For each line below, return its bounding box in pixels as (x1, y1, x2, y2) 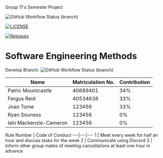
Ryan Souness (7, 111, 41, 118)
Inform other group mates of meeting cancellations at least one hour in (5, 143, 151, 149)
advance (5, 148, 23, 154)
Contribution (119, 79, 151, 85)
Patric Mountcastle (7, 87, 52, 94)
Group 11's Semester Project (5, 4, 63, 10)
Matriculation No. (72, 79, 115, 85)
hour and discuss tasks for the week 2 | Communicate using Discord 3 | (5, 137, 153, 143)
